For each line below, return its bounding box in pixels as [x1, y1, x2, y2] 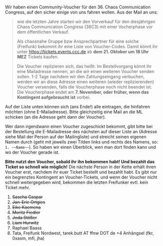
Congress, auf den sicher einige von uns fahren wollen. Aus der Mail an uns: [5, 9, 158, 15]
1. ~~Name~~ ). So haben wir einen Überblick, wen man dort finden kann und [5, 144, 156, 150]
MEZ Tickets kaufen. [17, 54, 59, 60]
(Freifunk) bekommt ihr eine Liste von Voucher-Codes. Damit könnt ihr [17, 44, 158, 49]
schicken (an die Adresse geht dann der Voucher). [5, 114, 106, 120]
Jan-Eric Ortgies [12, 199, 45, 205]
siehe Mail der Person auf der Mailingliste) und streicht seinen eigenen [5, 134, 147, 140]
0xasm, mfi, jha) [12, 235, 45, 241]
